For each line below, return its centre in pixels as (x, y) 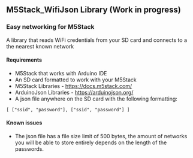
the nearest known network (40, 46)
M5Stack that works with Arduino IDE (61, 73)
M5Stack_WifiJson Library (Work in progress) (94, 10)
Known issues (24, 123)
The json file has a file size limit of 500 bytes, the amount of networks (101, 136)
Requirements (24, 60)
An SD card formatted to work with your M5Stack (76, 80)
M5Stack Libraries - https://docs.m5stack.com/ (73, 86)
